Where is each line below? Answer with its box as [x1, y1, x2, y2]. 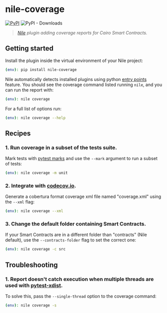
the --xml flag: [5, 199, 35, 205]
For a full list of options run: [5, 105, 62, 111]
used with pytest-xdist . [5, 281, 63, 288]
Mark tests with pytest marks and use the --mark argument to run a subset [5, 155, 158, 161]
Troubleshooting [5, 260, 58, 269]
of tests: [5, 161, 22, 167]
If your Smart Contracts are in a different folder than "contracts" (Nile [5, 231, 147, 238]
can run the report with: [5, 86, 54, 93]
